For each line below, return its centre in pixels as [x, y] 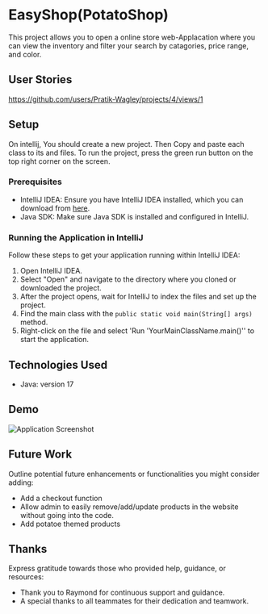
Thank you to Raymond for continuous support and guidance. [122, 593]
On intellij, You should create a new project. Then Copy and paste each [126, 144]
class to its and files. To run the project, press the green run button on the [131, 152]
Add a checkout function [61, 498]
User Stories [40, 79]
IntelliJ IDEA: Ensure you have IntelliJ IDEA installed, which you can [132, 199]
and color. [25, 54]
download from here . [55, 208]
